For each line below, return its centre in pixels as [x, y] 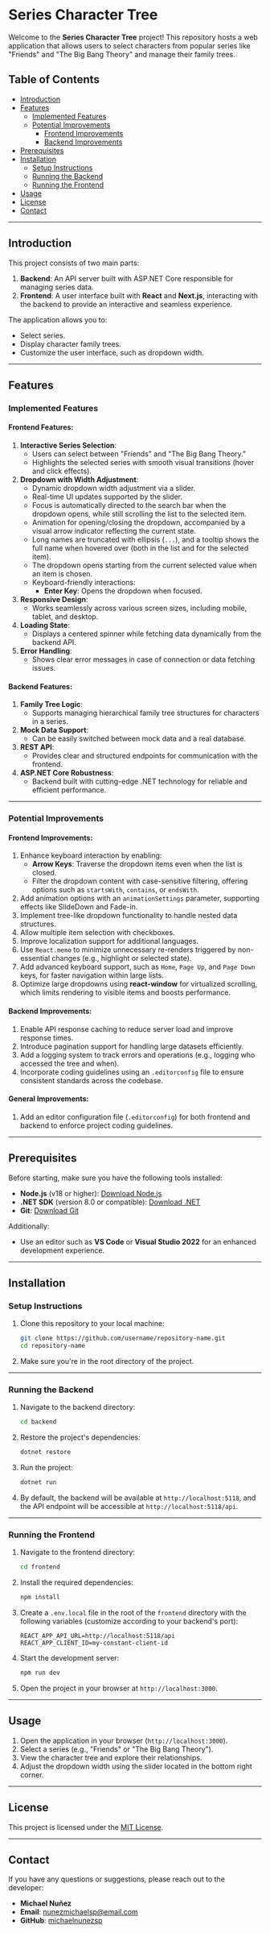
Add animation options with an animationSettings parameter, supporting [139, 898]
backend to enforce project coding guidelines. [96, 1125]
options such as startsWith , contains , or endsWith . [115, 890]
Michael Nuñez [46, 1903]
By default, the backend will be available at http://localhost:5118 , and [138, 1498]
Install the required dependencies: [77, 1582]
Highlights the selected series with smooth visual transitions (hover [143, 463]
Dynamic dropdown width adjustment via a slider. [114, 488]
